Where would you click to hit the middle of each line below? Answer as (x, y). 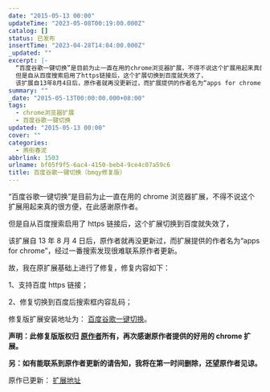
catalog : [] (28, 31)
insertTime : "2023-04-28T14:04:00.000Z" (77, 46)
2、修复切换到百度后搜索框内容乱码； (70, 302)
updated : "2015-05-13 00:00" (57, 128)
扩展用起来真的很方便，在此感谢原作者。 (75, 206)
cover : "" (25, 135)
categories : (28, 143)
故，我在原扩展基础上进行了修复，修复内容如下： (89, 267)
